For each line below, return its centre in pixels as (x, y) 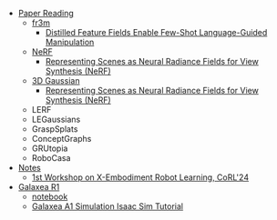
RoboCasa (51, 158)
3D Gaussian (56, 80)
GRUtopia (50, 148)
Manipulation (70, 42)
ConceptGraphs (62, 139)
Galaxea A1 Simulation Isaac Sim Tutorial (108, 206)
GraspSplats (55, 129)
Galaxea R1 (39, 187)
